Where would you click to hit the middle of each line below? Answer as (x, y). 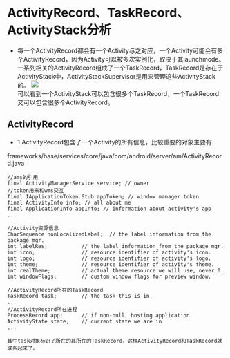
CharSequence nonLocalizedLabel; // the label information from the (109, 234)
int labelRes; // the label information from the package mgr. (116, 246)
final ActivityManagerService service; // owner (78, 183)
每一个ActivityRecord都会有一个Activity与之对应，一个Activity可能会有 (117, 50)
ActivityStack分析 (59, 30)
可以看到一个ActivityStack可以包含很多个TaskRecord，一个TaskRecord (118, 93)
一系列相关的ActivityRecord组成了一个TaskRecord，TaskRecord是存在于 (120, 68)
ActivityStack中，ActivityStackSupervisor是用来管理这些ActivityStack (116, 76)
